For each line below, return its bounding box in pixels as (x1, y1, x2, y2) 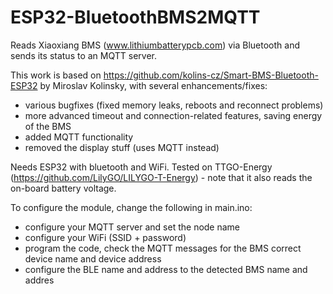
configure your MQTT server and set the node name (24, 221, 241, 233)
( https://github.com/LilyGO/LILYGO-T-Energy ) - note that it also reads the (10, 171, 313, 183)
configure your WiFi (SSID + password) (24, 231, 187, 243)
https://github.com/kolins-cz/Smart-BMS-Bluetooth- (103, 69, 319, 81)
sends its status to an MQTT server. (10, 49, 157, 61)
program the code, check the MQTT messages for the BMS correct (24, 242, 302, 254)
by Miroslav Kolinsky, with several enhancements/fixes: (39, 79, 268, 91)
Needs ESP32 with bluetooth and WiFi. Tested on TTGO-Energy (10, 161, 273, 173)
